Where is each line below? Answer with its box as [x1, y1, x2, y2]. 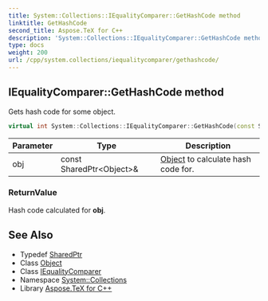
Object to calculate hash [160, 153, 251, 164]
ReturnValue [8, 187, 57, 198]
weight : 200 [8, 49, 48, 57]
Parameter [12, 140, 53, 151]
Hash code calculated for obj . [8, 205, 106, 215]
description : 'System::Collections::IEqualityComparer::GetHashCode [8, 33, 241, 42]
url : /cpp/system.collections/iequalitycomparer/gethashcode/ [8, 57, 219, 64]
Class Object [19, 258, 62, 268]
